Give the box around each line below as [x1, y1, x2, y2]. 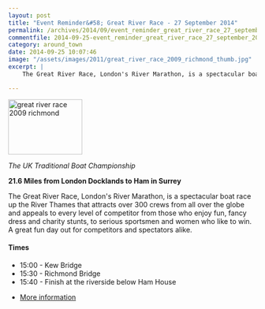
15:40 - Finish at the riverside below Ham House [19, 277, 177, 286]
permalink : [8, 26, 44, 34]
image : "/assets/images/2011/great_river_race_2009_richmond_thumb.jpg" [8, 56, 252, 64]
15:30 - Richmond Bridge [19, 269, 101, 278]
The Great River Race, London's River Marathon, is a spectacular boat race [8, 191, 252, 201]
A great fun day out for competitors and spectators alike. [8, 225, 192, 234]
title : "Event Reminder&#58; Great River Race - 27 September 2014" [8, 19, 238, 27]
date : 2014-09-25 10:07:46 [8, 48, 97, 56]
